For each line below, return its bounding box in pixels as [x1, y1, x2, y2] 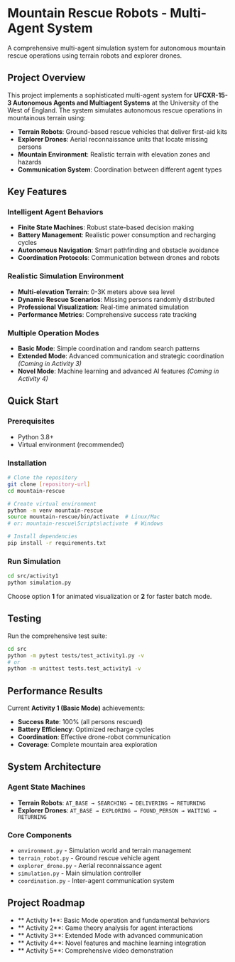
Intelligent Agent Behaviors [7, 207, 104, 217]
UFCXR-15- [194, 90, 229, 99]
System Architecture [7, 760, 102, 773]
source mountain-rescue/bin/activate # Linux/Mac [7, 513, 160, 521]
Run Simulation [7, 556, 61, 566]
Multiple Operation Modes [7, 328, 99, 338]
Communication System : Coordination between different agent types [17, 165, 222, 174]
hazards [17, 157, 42, 166]
